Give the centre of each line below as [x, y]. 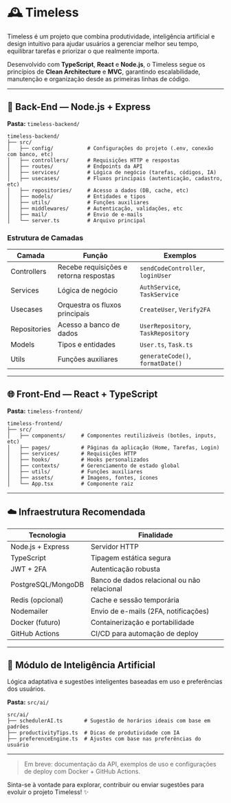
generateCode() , [165, 356]
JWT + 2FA [29, 569]
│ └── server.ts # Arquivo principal [77, 220]
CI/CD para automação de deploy [144, 633]
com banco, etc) [30, 154]
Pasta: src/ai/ [28, 703]
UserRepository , [165, 325]
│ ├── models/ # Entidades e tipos [77, 196]
